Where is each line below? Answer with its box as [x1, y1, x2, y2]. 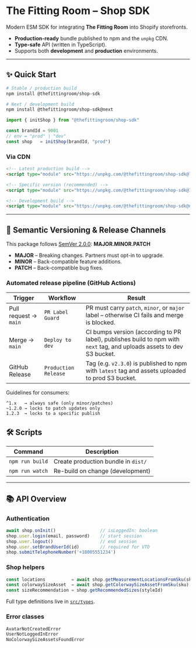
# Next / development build [6, 101, 75, 107]
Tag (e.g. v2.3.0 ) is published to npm [85, 359, 187, 368]
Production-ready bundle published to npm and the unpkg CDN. [14, 35, 169, 42]
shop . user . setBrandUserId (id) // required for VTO [6, 544, 150, 550]
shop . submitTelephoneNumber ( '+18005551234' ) [6, 549, 116, 556]
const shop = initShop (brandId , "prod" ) [6, 139, 111, 145]
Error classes [6, 613, 45, 621]
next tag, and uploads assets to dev [85, 342, 184, 351]
